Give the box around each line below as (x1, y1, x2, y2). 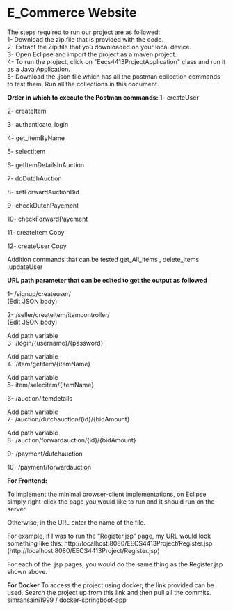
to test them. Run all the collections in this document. (7, 79, 159, 88)
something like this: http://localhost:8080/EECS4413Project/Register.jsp (7, 539, 213, 548)
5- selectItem (7, 147, 46, 155)
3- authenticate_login (7, 120, 68, 128)
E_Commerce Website (7, 5, 137, 21)
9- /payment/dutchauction (7, 449, 83, 458)
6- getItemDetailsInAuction (7, 160, 85, 169)
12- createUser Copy (7, 242, 67, 250)
